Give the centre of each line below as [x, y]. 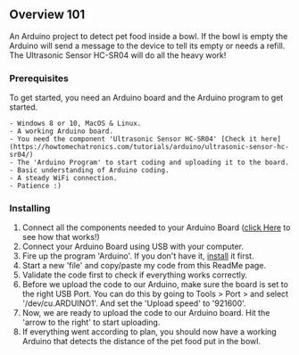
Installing [30, 209]
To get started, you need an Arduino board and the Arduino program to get [146, 98]
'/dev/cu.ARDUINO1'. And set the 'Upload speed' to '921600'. [134, 303]
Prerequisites [39, 78]
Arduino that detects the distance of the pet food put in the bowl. [141, 342]
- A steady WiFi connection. [63, 178]
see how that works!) [61, 237]
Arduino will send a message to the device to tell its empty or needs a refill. [147, 45]
